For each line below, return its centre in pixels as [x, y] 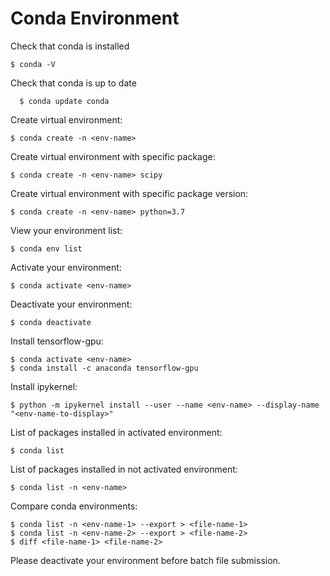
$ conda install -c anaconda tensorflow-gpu [104, 368]
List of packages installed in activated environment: [116, 432]
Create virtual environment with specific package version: [129, 193]
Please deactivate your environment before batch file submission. [145, 560]
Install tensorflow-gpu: [57, 341]
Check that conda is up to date [73, 83]
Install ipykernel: [44, 386]
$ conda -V [33, 64]
